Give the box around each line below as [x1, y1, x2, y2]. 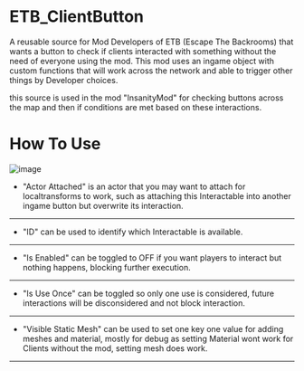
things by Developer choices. [9, 74, 119, 85]
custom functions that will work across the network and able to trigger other [9, 65, 293, 76]
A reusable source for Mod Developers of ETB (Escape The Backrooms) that [9, 36, 294, 47]
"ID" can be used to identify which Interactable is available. [22, 226, 243, 237]
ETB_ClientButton [9, 6, 145, 27]
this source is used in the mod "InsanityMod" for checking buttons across [9, 92, 284, 103]
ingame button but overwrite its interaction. [22, 200, 184, 211]
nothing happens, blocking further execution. [22, 262, 192, 272]
